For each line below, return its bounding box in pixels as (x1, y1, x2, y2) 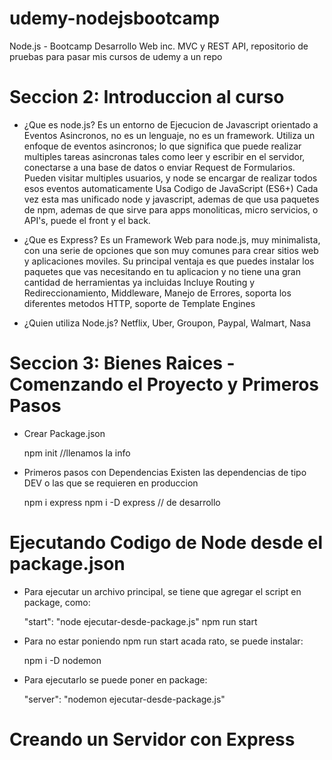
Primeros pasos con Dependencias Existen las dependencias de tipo (23, 466, 307, 478)
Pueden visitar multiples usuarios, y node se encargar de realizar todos (23, 172, 318, 184)
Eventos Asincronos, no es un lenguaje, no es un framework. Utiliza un (23, 129, 316, 141)
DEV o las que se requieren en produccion (23, 477, 199, 489)
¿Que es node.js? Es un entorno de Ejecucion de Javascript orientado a (23, 118, 319, 131)
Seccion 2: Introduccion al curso (9, 86, 285, 109)
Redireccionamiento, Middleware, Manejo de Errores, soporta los (23, 287, 292, 299)
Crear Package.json (23, 427, 106, 439)
